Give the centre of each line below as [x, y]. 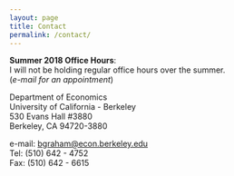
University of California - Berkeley [73, 107]
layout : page [34, 18]
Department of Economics [58, 97]
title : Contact [38, 26]
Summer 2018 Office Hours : [63, 61]
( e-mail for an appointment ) [62, 80]
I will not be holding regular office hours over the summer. [117, 70]
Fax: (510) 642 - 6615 [49, 163]
